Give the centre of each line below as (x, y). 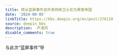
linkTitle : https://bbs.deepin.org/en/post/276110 (59, 19)
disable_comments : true (30, 33)
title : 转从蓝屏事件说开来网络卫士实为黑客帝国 (49, 10)
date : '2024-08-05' (26, 14)
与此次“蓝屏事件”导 (25, 47)
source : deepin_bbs (26, 24)
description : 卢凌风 (27, 28)
